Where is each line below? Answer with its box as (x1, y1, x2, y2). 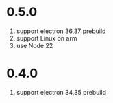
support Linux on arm (16, 34, 77, 42)
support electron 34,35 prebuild (16, 88, 107, 96)
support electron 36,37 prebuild (16, 27, 106, 35)
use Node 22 (16, 41, 53, 49)
